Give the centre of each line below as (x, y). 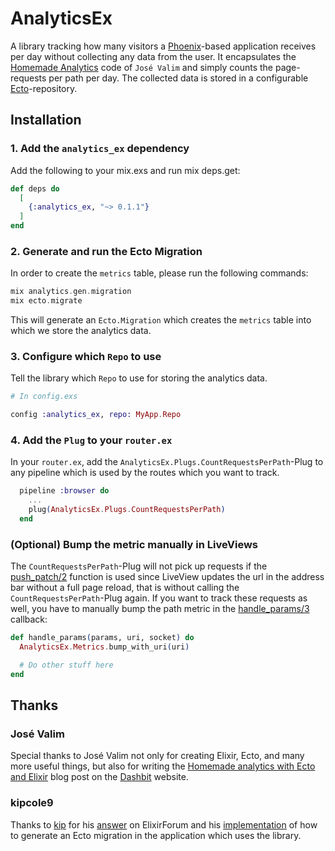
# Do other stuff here (66, 665)
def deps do (35, 188)
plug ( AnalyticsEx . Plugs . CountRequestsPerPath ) (127, 510)
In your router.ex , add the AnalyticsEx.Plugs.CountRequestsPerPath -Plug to (167, 462)
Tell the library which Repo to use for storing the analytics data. (139, 378)
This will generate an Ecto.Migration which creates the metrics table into (161, 320)
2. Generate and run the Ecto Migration (106, 251)
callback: (29, 619)
